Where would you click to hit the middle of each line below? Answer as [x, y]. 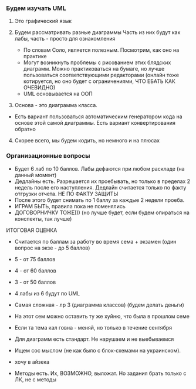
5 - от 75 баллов [35, 259]
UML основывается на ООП [58, 94]
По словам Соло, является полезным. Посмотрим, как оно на [101, 50]
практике [35, 56]
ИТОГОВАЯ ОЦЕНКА [32, 230]
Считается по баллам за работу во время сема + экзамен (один [95, 241]
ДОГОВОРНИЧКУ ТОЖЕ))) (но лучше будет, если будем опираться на [102, 212]
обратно [25, 129]
